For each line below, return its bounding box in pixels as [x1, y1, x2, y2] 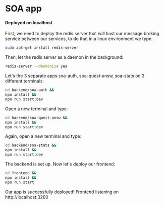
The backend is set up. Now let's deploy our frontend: [5, 161, 115, 167]
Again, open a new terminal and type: [5, 133, 82, 139]
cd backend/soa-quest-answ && [5, 115, 68, 120]
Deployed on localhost [5, 19, 53, 25]
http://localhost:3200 [5, 194, 49, 200]
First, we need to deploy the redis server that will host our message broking [5, 31, 160, 37]
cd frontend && [5, 171, 37, 176]
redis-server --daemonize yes [5, 64, 68, 69]
